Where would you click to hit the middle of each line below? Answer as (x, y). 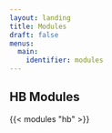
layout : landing (40, 18)
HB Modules (45, 97)
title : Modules (38, 26)
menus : (22, 43)
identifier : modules (65, 60)
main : (28, 52)
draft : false (34, 35)
